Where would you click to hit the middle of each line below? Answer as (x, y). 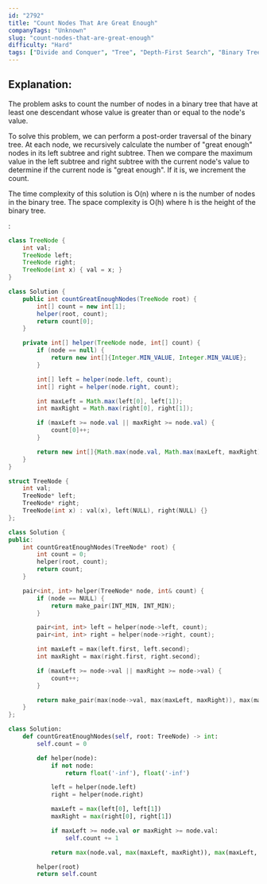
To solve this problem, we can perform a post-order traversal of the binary (130, 136)
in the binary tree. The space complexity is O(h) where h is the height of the (132, 202)
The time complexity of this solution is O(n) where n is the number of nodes (132, 193)
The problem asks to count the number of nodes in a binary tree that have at (133, 103)
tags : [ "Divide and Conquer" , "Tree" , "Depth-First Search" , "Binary (126, 52)
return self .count (67, 874)
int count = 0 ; (62, 554)
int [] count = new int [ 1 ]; (81, 307)
